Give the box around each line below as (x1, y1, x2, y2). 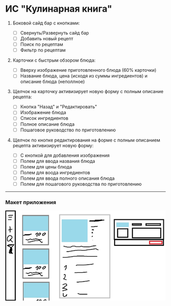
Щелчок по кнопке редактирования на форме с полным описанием (12, 137, 160, 143)
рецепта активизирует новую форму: (12, 142, 94, 148)
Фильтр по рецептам (20, 47, 66, 53)
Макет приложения (5, 199, 56, 206)
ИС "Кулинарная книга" (5, 3, 112, 15)
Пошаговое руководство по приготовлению (20, 127, 116, 133)
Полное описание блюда (20, 121, 75, 127)
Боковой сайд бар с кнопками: (12, 20, 80, 26)
